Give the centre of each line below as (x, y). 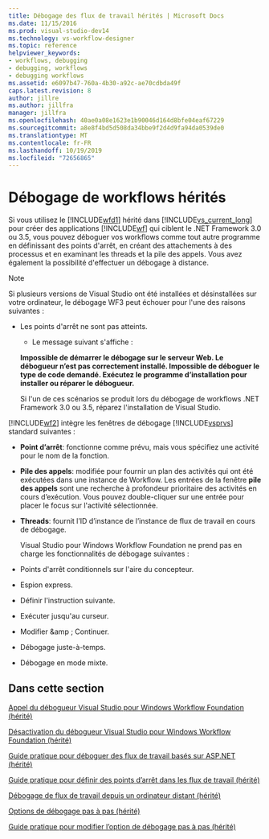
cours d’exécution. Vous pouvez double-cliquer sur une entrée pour (132, 497)
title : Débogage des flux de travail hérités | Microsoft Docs (116, 16)
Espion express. (47, 585)
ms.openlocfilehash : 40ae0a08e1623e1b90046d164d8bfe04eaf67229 (116, 121)
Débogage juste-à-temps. (63, 648)
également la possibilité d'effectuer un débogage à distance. (108, 263)
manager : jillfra (37, 113)
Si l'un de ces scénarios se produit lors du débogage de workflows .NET (139, 399)
